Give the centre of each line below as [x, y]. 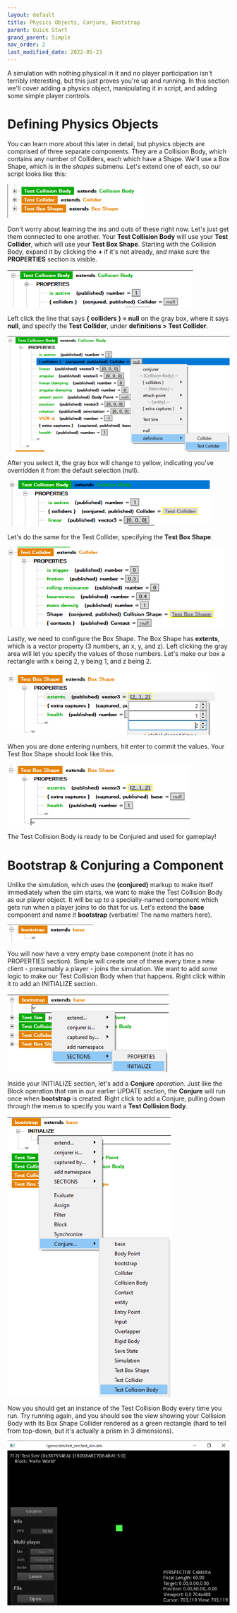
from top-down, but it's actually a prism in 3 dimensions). [91, 1431]
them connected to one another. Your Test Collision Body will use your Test [118, 236]
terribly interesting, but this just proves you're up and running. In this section [118, 81]
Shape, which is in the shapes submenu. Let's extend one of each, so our [114, 166]
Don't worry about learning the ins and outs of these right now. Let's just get [118, 229]
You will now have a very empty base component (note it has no [101, 954]
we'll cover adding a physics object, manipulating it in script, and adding [112, 88]
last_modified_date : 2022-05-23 [55, 52]
